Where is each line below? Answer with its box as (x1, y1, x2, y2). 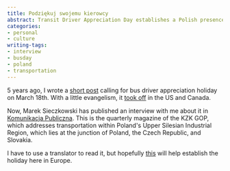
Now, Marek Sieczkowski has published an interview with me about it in (7, 107, 209, 115)
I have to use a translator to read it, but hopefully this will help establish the (7, 148, 219, 157)
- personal (7, 29, 38, 36)
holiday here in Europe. (7, 156, 73, 164)
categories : (7, 23, 41, 29)
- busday (7, 55, 32, 62)
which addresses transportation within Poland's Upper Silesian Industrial (7, 121, 212, 129)
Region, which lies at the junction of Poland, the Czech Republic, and (7, 128, 201, 137)
